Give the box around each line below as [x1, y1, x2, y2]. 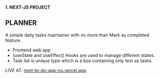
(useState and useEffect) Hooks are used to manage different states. [12, 52, 155, 58]
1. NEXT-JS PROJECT [5, 4, 51, 10]
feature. [5, 37, 22, 43]
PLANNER [5, 18, 37, 27]
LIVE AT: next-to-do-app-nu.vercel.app [5, 67, 87, 73]
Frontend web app [12, 47, 51, 53]
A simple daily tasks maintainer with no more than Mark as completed [5, 32, 149, 38]
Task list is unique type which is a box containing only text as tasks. [12, 57, 153, 63]
